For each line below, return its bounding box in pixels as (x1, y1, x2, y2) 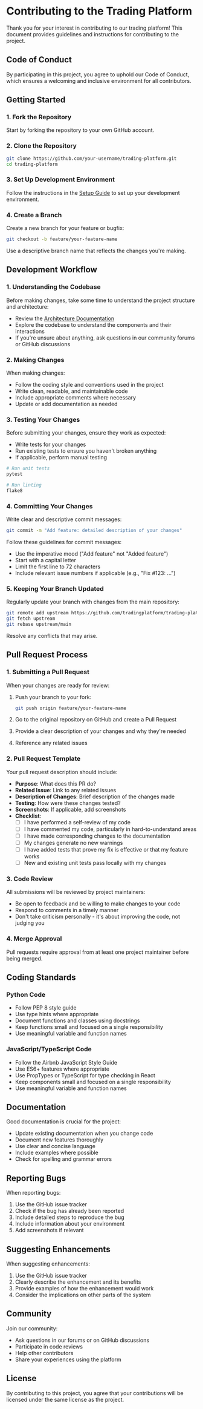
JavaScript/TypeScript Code (6, 1045, 92, 1054)
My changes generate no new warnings (24, 839, 123, 846)
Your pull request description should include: (6, 768, 118, 775)
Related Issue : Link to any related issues (14, 786, 117, 793)
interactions (14, 327, 45, 335)
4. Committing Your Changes (6, 502, 93, 510)
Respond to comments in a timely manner (14, 907, 119, 914)
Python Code (6, 990, 46, 999)
